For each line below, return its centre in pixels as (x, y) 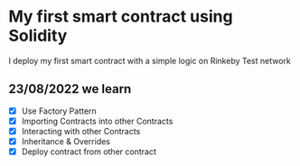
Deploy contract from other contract (89, 152)
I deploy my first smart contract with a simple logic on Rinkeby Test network (150, 60)
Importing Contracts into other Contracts (97, 121)
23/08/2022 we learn (70, 89)
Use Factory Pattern (59, 111)
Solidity (38, 36)
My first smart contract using (121, 17)
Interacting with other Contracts (81, 131)
